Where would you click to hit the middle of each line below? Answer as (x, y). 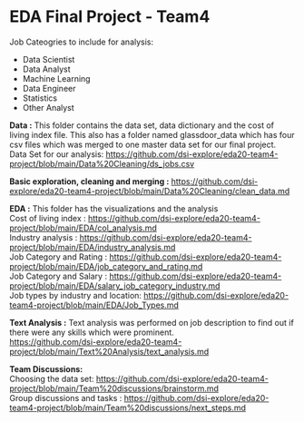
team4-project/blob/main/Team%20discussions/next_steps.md (128, 407)
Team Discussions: (46, 368)
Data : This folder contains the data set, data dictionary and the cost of (142, 125)
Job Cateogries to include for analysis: (82, 42)
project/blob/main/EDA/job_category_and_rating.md (106, 266)
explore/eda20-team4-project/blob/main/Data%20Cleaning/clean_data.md (150, 191)
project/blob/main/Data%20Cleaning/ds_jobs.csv (102, 163)
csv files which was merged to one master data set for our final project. (143, 144)
